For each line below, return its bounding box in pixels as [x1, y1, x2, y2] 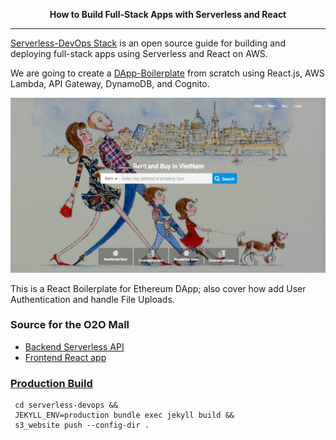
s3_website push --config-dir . [14, 420, 150, 431]
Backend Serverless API [24, 340, 125, 353]
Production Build [10, 376, 93, 390]
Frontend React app [24, 351, 107, 363]
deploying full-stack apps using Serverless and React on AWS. [10, 48, 268, 59]
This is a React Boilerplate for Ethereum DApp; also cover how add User [10, 282, 307, 294]
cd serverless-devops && [14, 400, 118, 411]
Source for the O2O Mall [10, 318, 130, 332]
